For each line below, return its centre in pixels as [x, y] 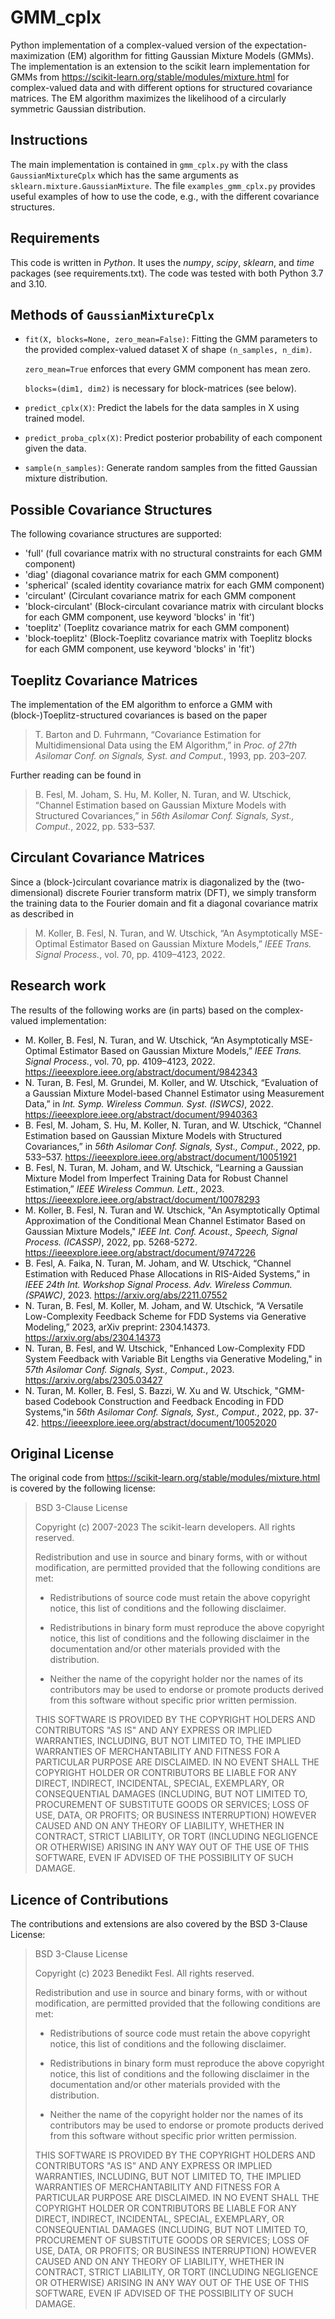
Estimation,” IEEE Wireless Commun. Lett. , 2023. [124, 1188]
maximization [38, 55]
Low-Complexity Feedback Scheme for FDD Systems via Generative [165, 1316]
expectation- [281, 45]
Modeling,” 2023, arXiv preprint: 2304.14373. [117, 1327]
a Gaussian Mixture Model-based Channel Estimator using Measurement [174, 1093]
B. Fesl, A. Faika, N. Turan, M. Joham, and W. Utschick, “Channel [158, 1263]
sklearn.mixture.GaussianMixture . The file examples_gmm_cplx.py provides [163, 185]
